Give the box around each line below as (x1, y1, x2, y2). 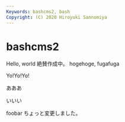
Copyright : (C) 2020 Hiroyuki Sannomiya (6, 14, 108, 20)
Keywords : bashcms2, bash (6, 8, 70, 15)
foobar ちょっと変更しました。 (6, 110, 81, 117)
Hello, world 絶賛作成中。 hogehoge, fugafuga (6, 60, 120, 67)
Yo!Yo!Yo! (6, 72, 30, 79)
